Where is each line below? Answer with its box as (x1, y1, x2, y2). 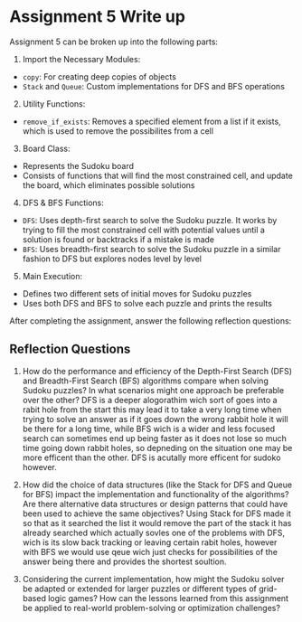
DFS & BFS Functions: (22, 197, 104, 208)
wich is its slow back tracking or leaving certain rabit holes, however (22, 536, 278, 548)
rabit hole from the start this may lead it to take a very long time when (22, 404, 282, 415)
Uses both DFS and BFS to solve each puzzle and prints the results (22, 297, 273, 308)
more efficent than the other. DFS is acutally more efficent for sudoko (22, 452, 281, 463)
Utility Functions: (22, 98, 86, 109)
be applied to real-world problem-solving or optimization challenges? (22, 602, 280, 613)
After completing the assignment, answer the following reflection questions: (9, 315, 292, 326)
